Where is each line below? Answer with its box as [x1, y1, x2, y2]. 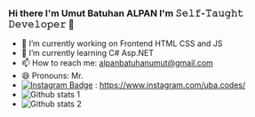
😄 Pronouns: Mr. [20, 70, 84, 82]
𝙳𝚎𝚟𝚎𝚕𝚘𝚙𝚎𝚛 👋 [8, 18, 75, 30]
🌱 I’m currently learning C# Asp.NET [20, 48, 155, 58]
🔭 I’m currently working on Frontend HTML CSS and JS [20, 38, 223, 49]
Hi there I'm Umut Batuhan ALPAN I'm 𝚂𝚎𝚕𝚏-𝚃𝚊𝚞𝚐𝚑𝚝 [8, 7, 244, 19]
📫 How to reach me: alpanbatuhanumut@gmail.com [20, 58, 214, 68]
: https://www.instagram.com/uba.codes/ [94, 80, 246, 90]
